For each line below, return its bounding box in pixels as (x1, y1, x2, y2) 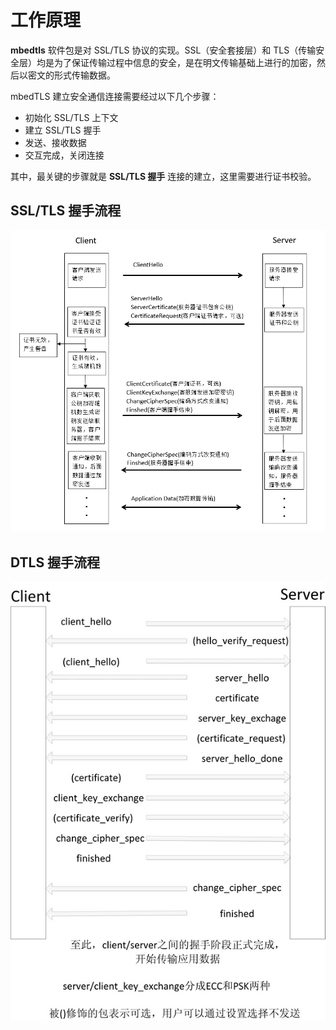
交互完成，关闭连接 (24, 149, 105, 161)
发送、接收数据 (24, 136, 87, 148)
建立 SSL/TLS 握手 (24, 124, 102, 136)
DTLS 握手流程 (10, 554, 101, 571)
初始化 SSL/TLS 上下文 (24, 111, 119, 123)
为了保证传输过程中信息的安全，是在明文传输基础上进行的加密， (53, 56, 317, 68)
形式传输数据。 (53, 69, 116, 81)
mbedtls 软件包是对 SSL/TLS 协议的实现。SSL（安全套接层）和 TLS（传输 (10, 44, 317, 56)
